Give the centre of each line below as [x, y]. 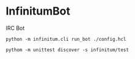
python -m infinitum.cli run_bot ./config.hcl [66, 39]
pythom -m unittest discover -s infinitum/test [67, 50]
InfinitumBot [38, 11]
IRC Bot [15, 28]
